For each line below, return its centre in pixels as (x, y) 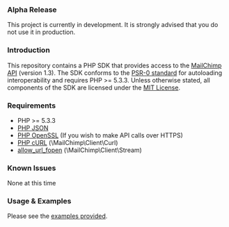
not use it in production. (41, 32)
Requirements (32, 106)
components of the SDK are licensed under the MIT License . (94, 87)
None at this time (32, 183)
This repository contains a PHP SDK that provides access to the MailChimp (114, 65)
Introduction (29, 50)
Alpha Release (32, 10)
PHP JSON (33, 128)
